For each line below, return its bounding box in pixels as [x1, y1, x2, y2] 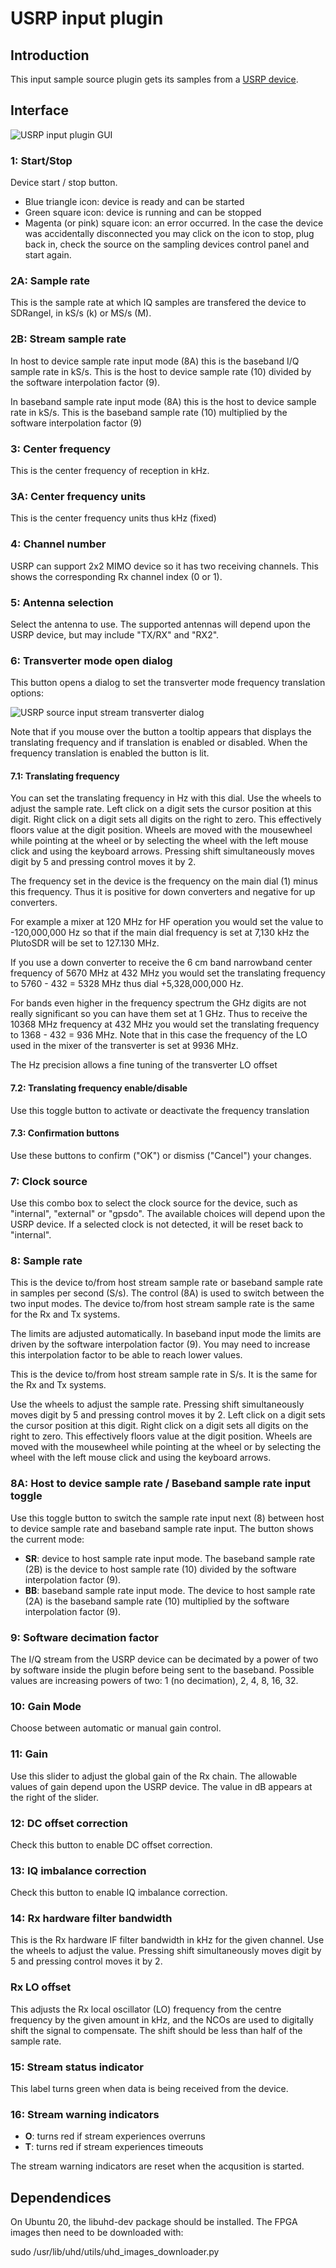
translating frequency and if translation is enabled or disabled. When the [10, 737, 308, 749]
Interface [10, 102, 69, 119]
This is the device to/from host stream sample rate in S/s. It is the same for [10, 1368, 318, 1381]
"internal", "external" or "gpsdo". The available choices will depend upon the [10, 1208, 326, 1220]
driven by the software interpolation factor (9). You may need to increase [10, 1338, 311, 1351]
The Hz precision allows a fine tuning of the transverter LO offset [10, 1059, 278, 1071]
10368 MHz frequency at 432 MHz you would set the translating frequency [10, 1018, 320, 1031]
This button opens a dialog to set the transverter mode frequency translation [10, 677, 326, 689]
